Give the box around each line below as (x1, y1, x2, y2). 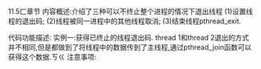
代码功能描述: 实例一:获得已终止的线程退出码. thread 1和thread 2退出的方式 (8, 33, 249, 42)
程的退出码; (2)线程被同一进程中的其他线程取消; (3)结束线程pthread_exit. (8, 16, 241, 26)
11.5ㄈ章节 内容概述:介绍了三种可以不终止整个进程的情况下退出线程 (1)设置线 (8, 7, 253, 16)
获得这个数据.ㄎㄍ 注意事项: (8, 53, 97, 61)
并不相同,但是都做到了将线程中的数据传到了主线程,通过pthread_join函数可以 (8, 43, 252, 52)
